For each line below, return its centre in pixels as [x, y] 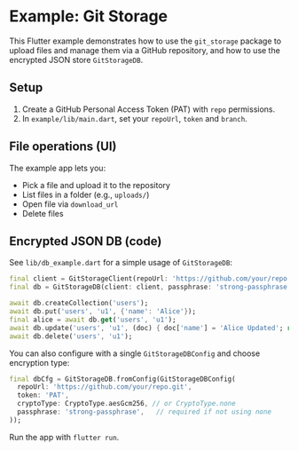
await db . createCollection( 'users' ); [79, 304]
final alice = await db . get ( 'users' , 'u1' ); [93, 320]
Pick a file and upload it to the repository [96, 185]
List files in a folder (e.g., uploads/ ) [86, 194]
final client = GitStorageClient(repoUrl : [89, 279]
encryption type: [39, 362]
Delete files [43, 213]
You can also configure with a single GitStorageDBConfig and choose [135, 353]
